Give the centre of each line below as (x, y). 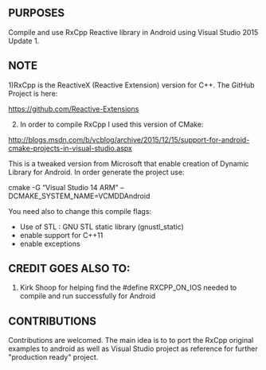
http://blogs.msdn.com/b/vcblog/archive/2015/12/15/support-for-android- (129, 139)
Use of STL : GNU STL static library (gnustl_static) (102, 227)
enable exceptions (50, 243)
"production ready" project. (53, 357)
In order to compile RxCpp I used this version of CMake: (111, 124)
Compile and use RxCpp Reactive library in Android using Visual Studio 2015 (133, 32)
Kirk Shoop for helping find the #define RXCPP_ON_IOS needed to (128, 288)
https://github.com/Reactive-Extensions (74, 109)
